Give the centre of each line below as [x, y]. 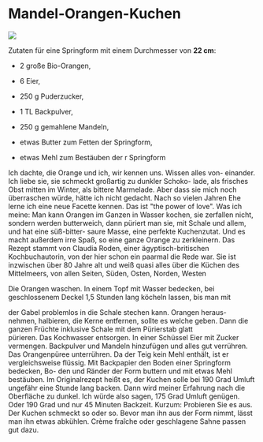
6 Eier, [30, 81]
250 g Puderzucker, [52, 96]
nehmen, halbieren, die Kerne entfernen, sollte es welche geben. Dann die [128, 320]
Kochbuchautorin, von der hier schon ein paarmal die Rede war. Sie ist [122, 257]
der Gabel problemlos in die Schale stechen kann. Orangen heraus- [117, 312]
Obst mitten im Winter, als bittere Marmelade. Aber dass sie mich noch [122, 189]
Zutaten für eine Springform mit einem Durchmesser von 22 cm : [112, 50]
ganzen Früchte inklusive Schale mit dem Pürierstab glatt [100, 329]
